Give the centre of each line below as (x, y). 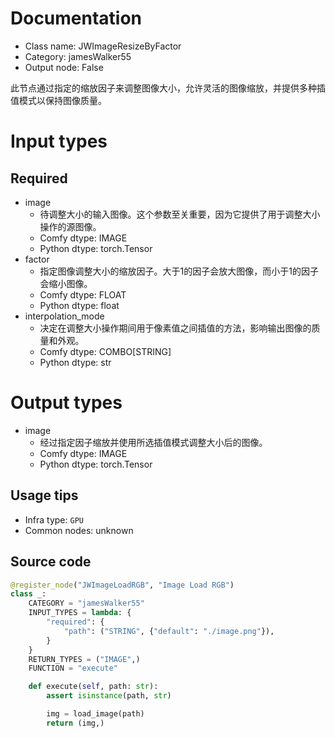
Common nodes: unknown (79, 530)
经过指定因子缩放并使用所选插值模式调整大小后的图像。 (153, 442)
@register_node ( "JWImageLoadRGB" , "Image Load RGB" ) (122, 585)
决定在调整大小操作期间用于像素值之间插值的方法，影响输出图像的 (175, 328)
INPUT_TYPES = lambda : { (80, 613)
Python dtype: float (79, 305)
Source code (51, 562)
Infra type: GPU (54, 519)
